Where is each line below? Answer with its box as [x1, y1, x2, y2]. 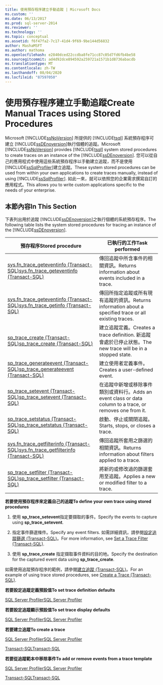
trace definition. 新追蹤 [99, 331, 151, 338]
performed [114, 246, 140, 253]
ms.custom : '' [5, 12, 34, 17]
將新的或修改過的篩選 [99, 465, 148, 472]
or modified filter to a [99, 479, 147, 486]
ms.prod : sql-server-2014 [5, 20, 57, 26]
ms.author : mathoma [5, 48, 45, 52]
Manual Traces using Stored [5, 108, 121, 119]
